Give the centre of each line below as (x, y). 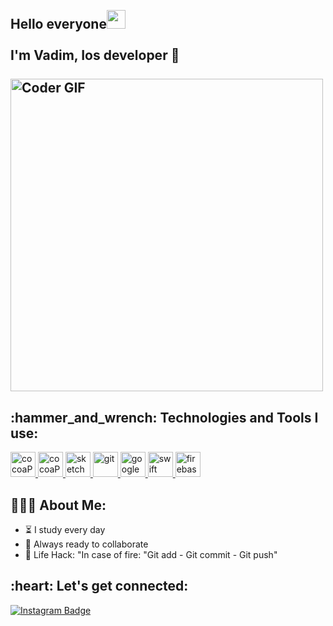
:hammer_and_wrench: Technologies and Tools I (164, 417)
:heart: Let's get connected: (99, 586)
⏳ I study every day (65, 530)
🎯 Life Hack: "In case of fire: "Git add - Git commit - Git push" (151, 555)
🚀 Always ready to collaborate (86, 544)
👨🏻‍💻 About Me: (58, 505)
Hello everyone (58, 24)
